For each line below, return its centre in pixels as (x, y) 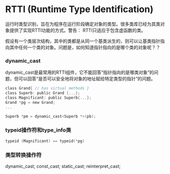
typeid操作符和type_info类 (38, 130)
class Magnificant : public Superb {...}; (49, 98)
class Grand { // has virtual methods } (47, 89)
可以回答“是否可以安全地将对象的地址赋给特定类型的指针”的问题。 (87, 79)
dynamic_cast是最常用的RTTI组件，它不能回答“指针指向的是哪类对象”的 (80, 72)
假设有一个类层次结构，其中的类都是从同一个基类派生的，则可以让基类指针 (83, 41)
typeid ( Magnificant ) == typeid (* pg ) (45, 141)
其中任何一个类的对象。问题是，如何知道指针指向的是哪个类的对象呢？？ (85, 47)
